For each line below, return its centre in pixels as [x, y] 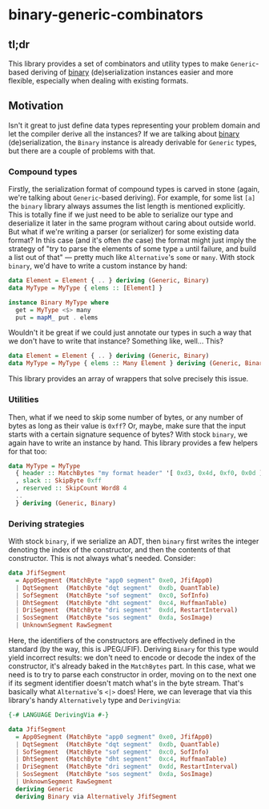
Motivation [36, 106]
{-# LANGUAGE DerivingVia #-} [59, 715]
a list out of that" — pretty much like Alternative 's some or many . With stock [131, 258]
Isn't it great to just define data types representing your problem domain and [134, 125]
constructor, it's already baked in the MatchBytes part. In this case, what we [132, 666]
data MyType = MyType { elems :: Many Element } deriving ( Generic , [125, 364]
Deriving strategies [46, 523]
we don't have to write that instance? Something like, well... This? [116, 341]
